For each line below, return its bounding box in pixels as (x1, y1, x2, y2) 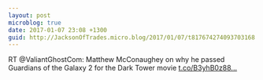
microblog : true (8, 19, 61, 27)
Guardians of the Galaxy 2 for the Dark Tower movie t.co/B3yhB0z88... (8, 64, 238, 73)
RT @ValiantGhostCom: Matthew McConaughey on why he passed (8, 55, 225, 64)
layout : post (8, 11, 51, 20)
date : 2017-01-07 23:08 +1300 (8, 26, 108, 34)
